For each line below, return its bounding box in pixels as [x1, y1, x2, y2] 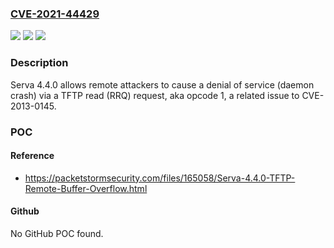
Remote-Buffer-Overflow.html [24, 182, 148, 194]
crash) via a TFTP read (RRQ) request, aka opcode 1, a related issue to [10, 89, 300, 101]
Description [10, 56, 69, 70]
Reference [10, 150, 55, 162]
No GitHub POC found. [10, 227, 104, 239]
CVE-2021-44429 [10, 7, 100, 21]
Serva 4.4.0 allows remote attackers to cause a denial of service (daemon [10, 78, 315, 91]
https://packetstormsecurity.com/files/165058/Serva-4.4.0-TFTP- [24, 172, 296, 184]
